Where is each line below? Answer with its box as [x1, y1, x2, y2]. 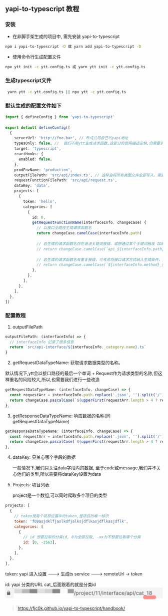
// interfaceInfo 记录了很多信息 [9, 340, 74, 345]
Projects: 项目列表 [12, 482, 50, 488]
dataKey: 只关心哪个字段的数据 [12, 454, 76, 460]
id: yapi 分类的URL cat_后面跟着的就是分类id [5, 581, 96, 587]
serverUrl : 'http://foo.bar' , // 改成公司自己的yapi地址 [14, 136, 128, 141]
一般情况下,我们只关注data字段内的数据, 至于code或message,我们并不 [12, 465, 156, 471]
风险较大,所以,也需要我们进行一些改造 [22, 377, 100, 383]
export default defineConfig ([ [5, 125, 70, 130]
